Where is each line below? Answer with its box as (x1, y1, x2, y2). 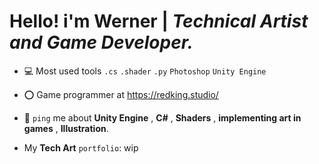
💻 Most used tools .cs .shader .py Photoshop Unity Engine (23, 65, 267, 77)
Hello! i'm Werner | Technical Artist (9, 10, 309, 33)
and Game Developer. (9, 31, 194, 54)
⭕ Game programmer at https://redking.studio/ (23, 88, 219, 100)
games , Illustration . (23, 122, 109, 134)
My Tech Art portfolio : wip (23, 141, 139, 154)
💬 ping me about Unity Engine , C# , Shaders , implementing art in (23, 111, 302, 124)
